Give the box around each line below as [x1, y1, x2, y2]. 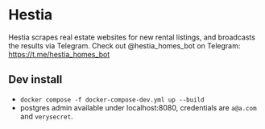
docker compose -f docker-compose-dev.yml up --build [19, 95, 205, 104]
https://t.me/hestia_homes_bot [8, 49, 110, 59]
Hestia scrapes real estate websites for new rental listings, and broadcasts [8, 32, 256, 42]
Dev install [8, 73, 63, 86]
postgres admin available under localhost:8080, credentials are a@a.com [19, 102, 257, 112]
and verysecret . [19, 111, 74, 121]
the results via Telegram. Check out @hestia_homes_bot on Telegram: [8, 40, 241, 50]
